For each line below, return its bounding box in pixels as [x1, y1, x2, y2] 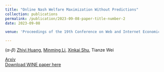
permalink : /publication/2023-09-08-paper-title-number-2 [5, 16, 125, 21]
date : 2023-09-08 [5, 20, 41, 26]
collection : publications [5, 12, 58, 17]
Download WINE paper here [5, 62, 61, 68]
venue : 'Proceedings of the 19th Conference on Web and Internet [5, 30, 141, 35]
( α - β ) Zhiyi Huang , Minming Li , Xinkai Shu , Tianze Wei [5, 47, 114, 53]
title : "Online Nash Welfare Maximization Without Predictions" [5, 7, 139, 12]
